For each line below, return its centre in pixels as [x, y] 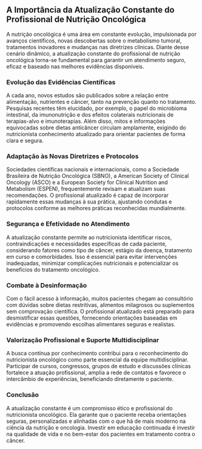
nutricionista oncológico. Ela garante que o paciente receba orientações [96, 414]
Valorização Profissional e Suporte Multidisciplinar [83, 340]
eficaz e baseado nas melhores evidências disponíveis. [75, 66]
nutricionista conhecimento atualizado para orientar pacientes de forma [96, 134]
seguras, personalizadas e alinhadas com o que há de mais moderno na [96, 421]
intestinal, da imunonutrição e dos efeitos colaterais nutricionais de [90, 115]
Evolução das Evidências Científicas [61, 82]
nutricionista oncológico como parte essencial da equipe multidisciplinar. [98, 360]
